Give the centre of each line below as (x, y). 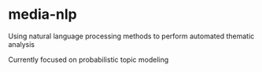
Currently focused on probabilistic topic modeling (89, 59)
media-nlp (42, 14)
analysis (22, 44)
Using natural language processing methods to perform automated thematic (131, 36)
